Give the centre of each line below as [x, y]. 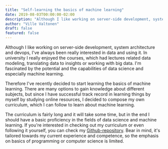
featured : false [22, 33]
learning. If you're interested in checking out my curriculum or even [74, 125]
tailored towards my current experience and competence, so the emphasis [82, 136]
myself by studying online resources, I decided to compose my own [75, 99]
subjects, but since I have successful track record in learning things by [78, 94]
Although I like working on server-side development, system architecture [80, 47]
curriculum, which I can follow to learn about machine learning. [70, 105]
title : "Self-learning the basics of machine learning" [64, 10]
